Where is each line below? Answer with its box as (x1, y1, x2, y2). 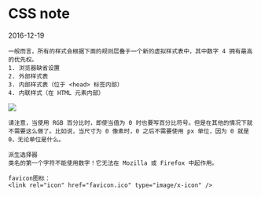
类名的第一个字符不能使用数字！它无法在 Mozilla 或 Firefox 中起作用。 (8, 159, 219, 167)
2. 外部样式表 (8, 72, 49, 80)
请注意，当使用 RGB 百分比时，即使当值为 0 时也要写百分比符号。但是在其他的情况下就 (8, 119, 253, 126)
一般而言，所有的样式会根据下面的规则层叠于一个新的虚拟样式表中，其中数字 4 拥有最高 (8, 47, 253, 55)
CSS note (8, 5, 71, 23)
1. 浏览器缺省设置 (8, 64, 61, 71)
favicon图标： (8, 174, 51, 182)
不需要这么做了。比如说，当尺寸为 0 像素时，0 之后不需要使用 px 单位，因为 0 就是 (8, 127, 250, 135)
